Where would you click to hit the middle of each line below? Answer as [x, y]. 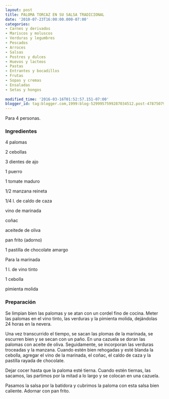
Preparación [21, 302]
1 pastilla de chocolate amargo [37, 250]
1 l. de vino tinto [21, 269]
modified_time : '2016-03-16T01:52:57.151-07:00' [57, 99]
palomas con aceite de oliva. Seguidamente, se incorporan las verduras [79, 344]
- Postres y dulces [26, 57]
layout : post [19, 10]
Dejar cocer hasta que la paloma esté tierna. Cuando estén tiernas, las [78, 370]
